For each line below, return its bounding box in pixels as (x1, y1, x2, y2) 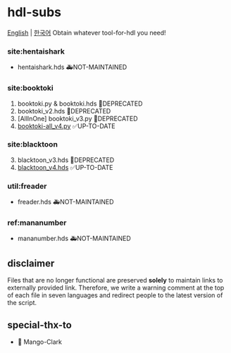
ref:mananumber (7, 218, 67, 228)
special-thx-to (7, 318, 72, 331)
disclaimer (7, 257, 55, 269)
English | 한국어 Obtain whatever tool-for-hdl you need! (7, 28, 167, 37)
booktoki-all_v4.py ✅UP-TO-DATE (17, 121, 115, 130)
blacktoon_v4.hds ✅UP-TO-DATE (17, 163, 114, 171)
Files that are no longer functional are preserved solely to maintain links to (7, 276, 223, 285)
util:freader (7, 181, 47, 191)
